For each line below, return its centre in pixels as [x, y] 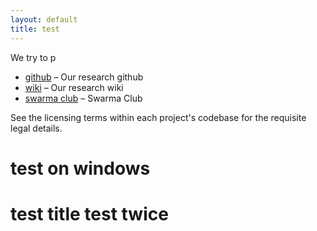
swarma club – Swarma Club [83, 98]
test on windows [80, 168]
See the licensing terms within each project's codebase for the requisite [158, 117]
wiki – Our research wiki [74, 87]
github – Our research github [84, 77]
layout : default [44, 19]
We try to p [33, 57]
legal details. [36, 128]
